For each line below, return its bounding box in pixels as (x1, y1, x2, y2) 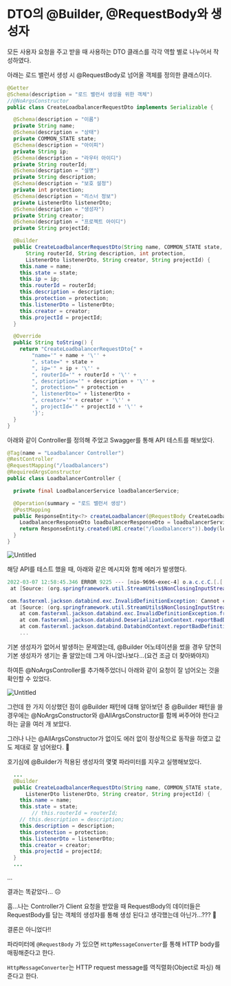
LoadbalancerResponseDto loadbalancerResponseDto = (19, 519, 170, 526)
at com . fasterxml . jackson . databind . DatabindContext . (19, 623, 174, 630)
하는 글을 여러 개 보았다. (7, 720, 71, 728)
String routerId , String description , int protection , (25, 250, 186, 257)
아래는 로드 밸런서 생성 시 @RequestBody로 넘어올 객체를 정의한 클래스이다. (7, 70, 212, 79)
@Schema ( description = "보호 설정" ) (13, 180, 113, 187)
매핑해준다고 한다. (7, 949, 56, 957)
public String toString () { (13, 339, 94, 346)
